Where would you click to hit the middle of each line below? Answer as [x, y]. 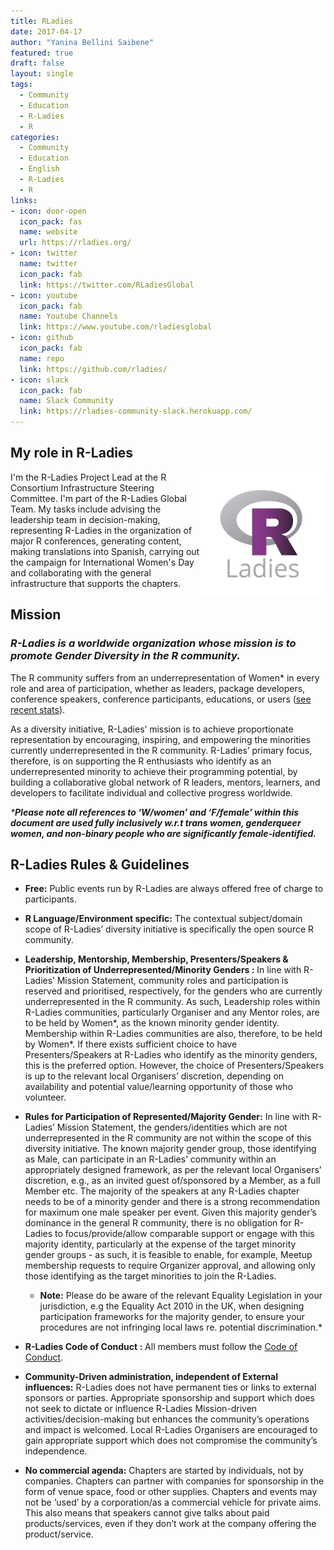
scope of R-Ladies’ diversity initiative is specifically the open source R [169, 929]
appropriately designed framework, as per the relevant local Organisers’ [173, 1170]
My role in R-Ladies [72, 453]
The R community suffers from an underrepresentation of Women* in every [165, 677]
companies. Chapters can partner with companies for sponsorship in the [174, 1481]
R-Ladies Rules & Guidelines [100, 864]
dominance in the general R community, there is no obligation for [158, 1223]
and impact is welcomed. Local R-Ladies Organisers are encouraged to [171, 1430]
